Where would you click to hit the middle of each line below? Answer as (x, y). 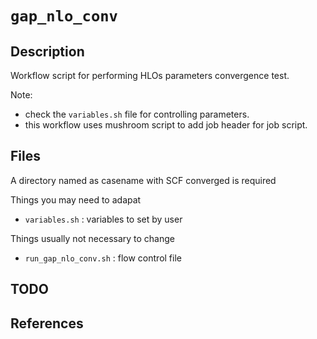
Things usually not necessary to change (92, 238)
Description (47, 51)
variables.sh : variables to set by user (103, 219)
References (47, 323)
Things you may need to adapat (76, 199)
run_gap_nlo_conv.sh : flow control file (103, 258)
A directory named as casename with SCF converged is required (143, 180)
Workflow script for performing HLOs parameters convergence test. (150, 75)
